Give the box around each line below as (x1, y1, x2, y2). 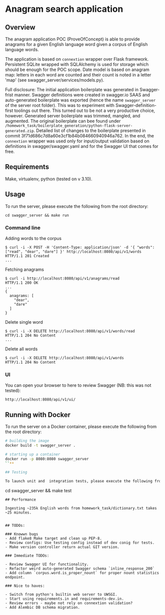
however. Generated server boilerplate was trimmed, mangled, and (5, 113, 140, 119)
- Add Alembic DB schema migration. (5, 605, 80, 610)
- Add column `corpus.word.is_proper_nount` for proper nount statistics (5, 571, 160, 576)
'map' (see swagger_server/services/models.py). (5, 77, 105, 83)
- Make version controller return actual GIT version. (5, 545, 120, 550)
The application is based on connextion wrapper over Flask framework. (5, 56, 149, 62)
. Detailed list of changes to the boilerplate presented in (33, 128, 146, 134)
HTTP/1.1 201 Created (5, 253, 50, 258)
